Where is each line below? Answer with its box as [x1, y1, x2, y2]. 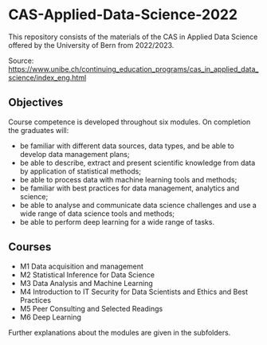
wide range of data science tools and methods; [19, 209, 175, 218]
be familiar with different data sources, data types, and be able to [19, 141, 235, 151]
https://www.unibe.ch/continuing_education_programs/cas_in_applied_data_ [8, 64, 259, 73]
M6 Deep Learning [19, 312, 82, 322]
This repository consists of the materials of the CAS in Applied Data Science [8, 32, 258, 41]
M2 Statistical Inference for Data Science [19, 269, 155, 280]
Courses [8, 241, 52, 254]
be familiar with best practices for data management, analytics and [19, 183, 240, 193]
